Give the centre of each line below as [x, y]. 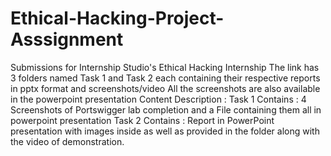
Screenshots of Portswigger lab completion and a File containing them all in [166, 109]
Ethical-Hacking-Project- [117, 18]
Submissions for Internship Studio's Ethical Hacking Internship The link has [165, 67]
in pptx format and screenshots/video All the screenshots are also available [165, 88]
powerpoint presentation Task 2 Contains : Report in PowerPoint [142, 120]
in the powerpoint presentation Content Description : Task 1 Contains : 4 [158, 99]
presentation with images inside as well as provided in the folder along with [165, 131]
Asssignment [67, 39]
